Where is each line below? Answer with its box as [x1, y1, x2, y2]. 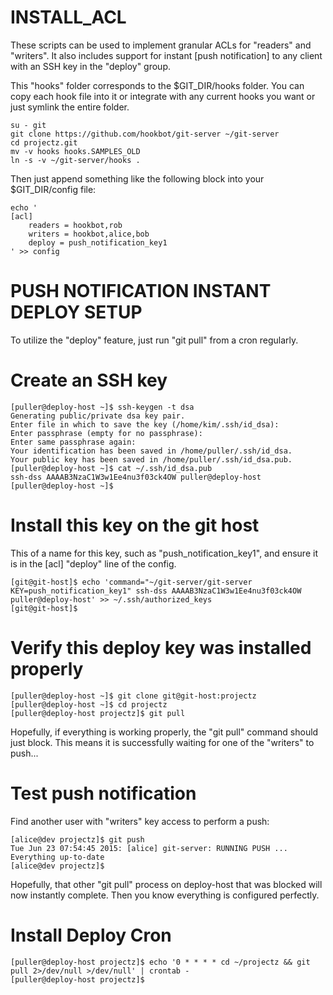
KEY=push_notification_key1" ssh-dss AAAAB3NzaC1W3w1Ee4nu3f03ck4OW [10, 586, 302, 596]
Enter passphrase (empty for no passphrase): [10, 428, 203, 438]
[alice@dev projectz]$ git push [10, 834, 145, 845]
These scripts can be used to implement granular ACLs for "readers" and [10, 39, 312, 51]
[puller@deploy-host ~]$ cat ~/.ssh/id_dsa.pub [10, 463, 213, 473]
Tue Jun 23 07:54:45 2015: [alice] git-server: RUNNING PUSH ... [10, 843, 288, 853]
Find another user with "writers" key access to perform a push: [10, 815, 270, 827]
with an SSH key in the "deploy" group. [10, 60, 172, 72]
